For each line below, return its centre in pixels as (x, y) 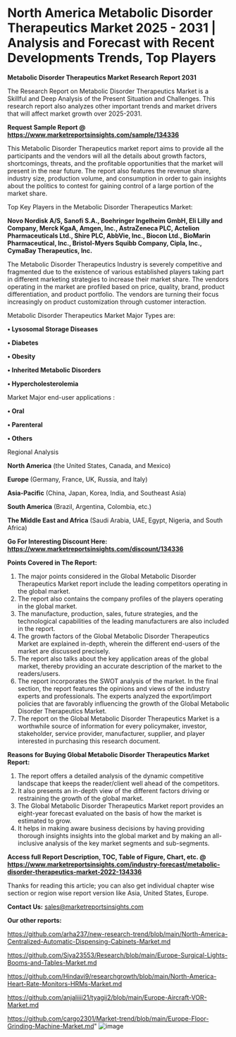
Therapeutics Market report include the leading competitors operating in (122, 584)
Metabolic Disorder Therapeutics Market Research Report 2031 (102, 77)
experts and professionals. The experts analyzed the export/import (114, 696)
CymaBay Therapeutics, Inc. (50, 250)
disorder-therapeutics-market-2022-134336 (75, 871)
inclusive (30, 843)
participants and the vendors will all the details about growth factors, (107, 156)
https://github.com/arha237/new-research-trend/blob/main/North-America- (118, 934)
